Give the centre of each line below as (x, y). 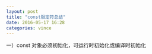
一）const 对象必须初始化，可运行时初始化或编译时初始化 (76, 45)
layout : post (22, 11)
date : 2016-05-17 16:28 (36, 22)
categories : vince (29, 28)
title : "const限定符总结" (36, 17)
